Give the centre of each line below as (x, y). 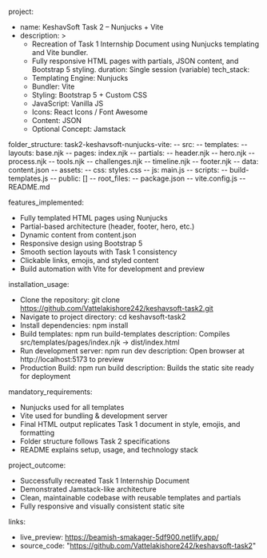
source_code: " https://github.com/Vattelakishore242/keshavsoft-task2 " (138, 546)
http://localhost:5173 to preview (72, 359)
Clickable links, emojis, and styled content (89, 260)
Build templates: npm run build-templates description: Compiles (125, 334)
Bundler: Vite (53, 86)
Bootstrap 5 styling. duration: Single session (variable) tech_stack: (141, 70)
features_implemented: (46, 202)
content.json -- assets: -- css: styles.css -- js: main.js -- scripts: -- (118, 170)
